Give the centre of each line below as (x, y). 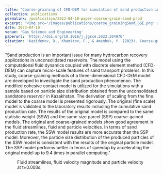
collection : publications (31, 14)
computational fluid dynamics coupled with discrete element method (73, 65)
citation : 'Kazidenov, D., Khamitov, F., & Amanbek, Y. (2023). (71, 41)
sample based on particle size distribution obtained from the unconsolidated (81, 91)
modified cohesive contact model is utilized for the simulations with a (74, 86)
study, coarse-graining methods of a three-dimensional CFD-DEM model (78, 75)
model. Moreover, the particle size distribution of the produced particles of (80, 137)
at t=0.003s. (30, 167)
